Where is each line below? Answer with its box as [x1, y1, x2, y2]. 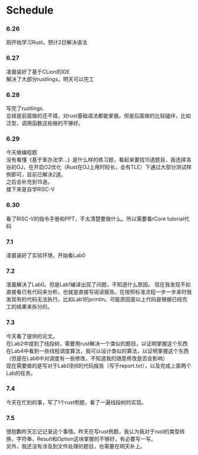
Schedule [6, 4, 54, 17]
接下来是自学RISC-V [6, 186, 55, 193]
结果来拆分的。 [16, 303, 53, 310]
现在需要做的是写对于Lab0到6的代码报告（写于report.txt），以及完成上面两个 [6, 362, 192, 369]
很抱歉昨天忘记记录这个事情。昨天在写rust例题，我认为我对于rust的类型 [6, 428, 180, 435]
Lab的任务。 [6, 369, 37, 376]
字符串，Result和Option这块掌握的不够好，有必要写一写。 [16, 435, 156, 443]
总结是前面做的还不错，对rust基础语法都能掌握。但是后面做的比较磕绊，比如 [6, 112, 192, 119]
